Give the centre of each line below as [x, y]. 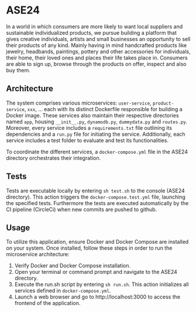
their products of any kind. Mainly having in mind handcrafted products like [97, 45]
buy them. [18, 70]
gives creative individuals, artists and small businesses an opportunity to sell [98, 39]
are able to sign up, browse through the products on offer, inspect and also [96, 64]
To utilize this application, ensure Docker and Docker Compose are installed [97, 242]
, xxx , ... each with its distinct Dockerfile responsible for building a [103, 109]
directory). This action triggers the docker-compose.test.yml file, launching [96, 197]
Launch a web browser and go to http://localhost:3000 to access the [97, 297]
